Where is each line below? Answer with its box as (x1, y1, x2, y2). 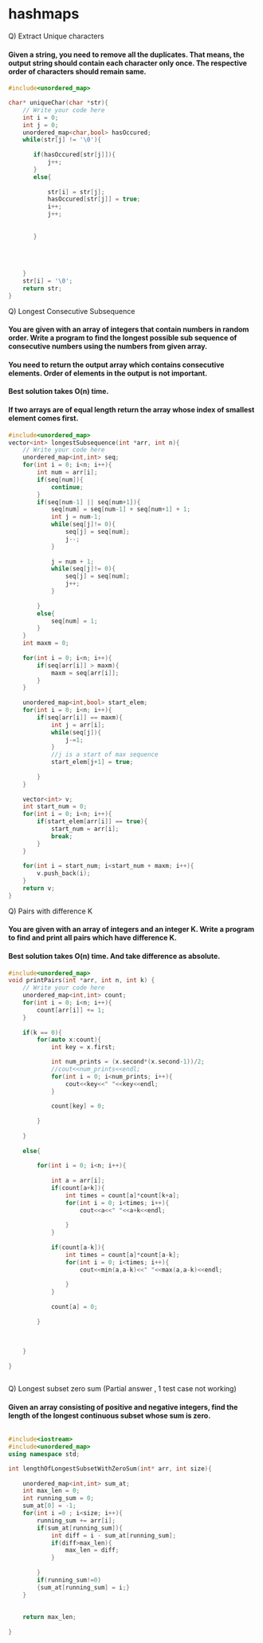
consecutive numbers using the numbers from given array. (8, 341, 208, 352)
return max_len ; (22, 1613, 77, 1621)
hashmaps (8, 5, 80, 23)
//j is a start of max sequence (50, 750, 159, 759)
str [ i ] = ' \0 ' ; (22, 277, 73, 285)
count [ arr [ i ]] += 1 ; (37, 1006, 105, 1014)
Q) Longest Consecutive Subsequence (8, 306, 135, 316)
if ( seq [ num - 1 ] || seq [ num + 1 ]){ (37, 498, 141, 506)
